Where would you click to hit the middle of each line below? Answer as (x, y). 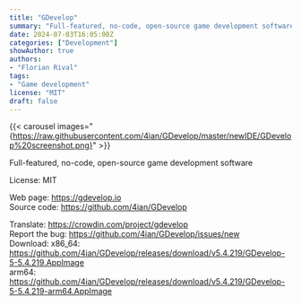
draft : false (34, 101)
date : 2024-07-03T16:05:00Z (62, 34)
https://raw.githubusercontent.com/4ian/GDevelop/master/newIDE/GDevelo (152, 136)
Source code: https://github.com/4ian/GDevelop (98, 207)
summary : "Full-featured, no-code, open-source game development (133, 26)
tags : (19, 76)
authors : (26, 59)
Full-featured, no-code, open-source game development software (131, 163)
